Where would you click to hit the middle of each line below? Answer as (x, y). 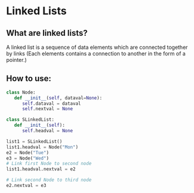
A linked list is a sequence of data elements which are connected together (97, 47)
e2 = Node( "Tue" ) (28, 152)
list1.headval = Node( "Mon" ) (42, 147)
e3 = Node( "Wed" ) (28, 158)
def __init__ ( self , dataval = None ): (58, 98)
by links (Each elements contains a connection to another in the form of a (96, 54)
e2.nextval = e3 (26, 186)
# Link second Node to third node (49, 180)
